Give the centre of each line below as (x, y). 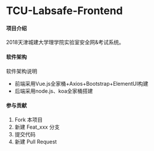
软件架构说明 (21, 71)
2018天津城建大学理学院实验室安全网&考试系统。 (65, 42)
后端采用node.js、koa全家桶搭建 (53, 91)
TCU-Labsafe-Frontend (65, 11)
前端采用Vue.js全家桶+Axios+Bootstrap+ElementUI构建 (81, 83)
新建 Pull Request (36, 142)
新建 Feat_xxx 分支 (37, 127)
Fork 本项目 (29, 119)
